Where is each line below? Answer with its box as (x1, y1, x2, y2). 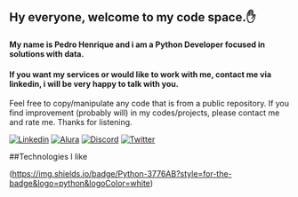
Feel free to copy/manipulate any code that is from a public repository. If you (9, 98, 290, 109)
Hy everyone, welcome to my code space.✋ (9, 10, 256, 25)
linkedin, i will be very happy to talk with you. (9, 78, 180, 89)
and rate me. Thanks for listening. (9, 117, 133, 128)
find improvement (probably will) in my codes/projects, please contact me (9, 107, 280, 118)
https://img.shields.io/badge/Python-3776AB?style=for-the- (12, 169, 233, 179)
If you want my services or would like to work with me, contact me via (9, 68, 272, 80)
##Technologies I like (9, 152, 88, 162)
